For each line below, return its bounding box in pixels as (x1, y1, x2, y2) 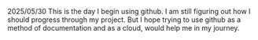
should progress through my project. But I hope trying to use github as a (7, 15, 241, 24)
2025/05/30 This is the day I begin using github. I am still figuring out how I (7, 7, 251, 16)
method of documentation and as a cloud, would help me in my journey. (7, 24, 240, 32)
